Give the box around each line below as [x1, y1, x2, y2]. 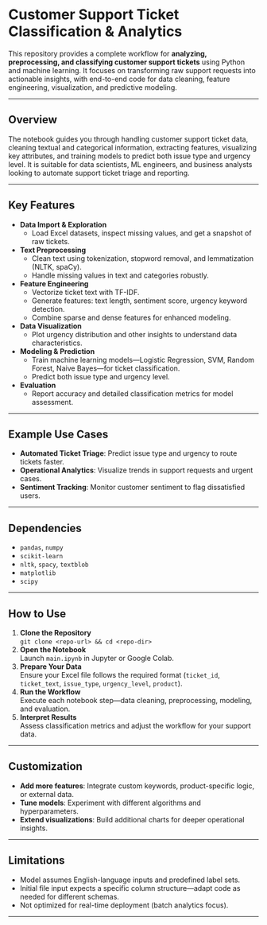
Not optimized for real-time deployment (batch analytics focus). [19, 900, 229, 910]
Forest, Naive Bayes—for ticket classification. [31, 363, 180, 373]
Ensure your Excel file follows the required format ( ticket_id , [19, 670, 220, 679]
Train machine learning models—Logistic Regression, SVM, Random [31, 355, 255, 364]
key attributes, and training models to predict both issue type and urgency [8, 151, 251, 161]
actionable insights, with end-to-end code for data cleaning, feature [8, 74, 230, 84]
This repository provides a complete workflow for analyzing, [8, 49, 207, 58]
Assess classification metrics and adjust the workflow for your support [19, 721, 252, 730]
